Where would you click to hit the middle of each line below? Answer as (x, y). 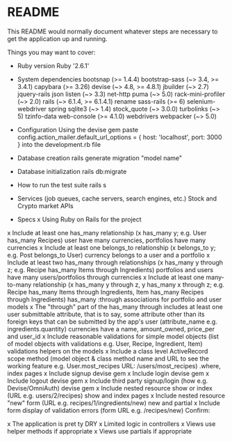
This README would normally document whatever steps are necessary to (113, 31)
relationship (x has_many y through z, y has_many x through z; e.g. (129, 284)
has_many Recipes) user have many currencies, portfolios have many (107, 240)
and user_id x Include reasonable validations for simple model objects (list (113, 336)
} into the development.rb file (59, 144)
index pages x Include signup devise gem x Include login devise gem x (108, 373)
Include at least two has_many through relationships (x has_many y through (115, 262)
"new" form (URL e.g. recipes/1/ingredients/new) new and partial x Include (114, 403)
